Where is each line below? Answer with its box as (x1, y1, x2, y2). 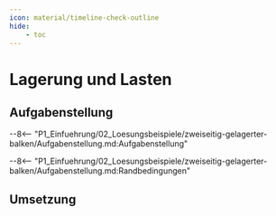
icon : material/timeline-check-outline (9, 13, 160, 23)
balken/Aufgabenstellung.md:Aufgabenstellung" (9, 138, 189, 149)
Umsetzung (9, 192, 77, 207)
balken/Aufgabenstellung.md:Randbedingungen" (9, 165, 191, 176)
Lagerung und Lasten (9, 69, 173, 89)
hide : (9, 22, 30, 31)
